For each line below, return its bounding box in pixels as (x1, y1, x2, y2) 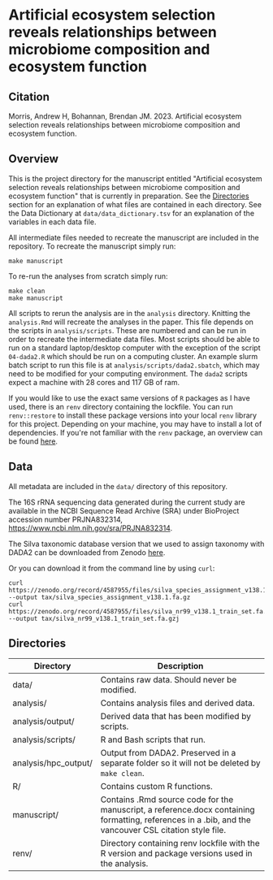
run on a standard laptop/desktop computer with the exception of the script (8, 343, 261, 353)
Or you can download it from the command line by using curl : (8, 563, 215, 573)
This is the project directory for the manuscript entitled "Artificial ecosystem (8, 173, 262, 184)
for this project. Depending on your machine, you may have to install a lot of (8, 418, 262, 428)
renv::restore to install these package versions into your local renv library (8, 410, 258, 420)
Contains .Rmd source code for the (100, 794, 234, 805)
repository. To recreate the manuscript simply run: (8, 241, 176, 251)
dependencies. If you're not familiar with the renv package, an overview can (8, 427, 262, 437)
